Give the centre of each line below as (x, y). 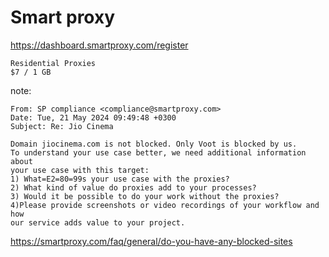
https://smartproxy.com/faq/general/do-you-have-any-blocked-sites (151, 241)
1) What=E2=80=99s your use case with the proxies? (120, 179)
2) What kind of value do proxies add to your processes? (133, 187)
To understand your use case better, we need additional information (158, 152)
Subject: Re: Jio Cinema (62, 126)
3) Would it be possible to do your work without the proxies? (145, 196)
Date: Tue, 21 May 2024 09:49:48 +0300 (93, 117)
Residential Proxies (53, 63)
